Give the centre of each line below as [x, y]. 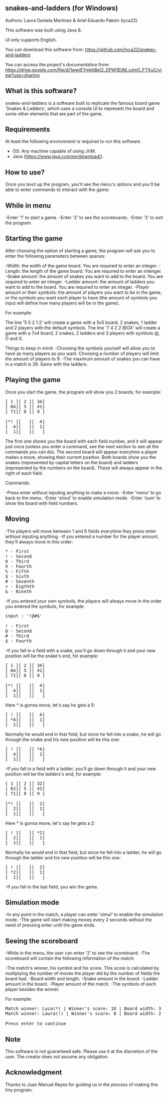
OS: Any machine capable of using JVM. [54, 151]
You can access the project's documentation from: [57, 64]
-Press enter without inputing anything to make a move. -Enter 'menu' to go [83, 492]
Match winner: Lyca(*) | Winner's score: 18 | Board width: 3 [83, 1009]
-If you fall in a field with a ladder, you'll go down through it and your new [81, 769]
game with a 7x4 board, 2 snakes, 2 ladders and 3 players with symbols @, [82, 333]
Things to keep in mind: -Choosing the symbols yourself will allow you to [80, 348]
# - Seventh [20, 581]
